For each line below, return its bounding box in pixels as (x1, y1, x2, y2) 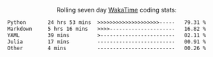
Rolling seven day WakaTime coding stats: (56, 6, 177, 14)
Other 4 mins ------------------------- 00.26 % (7, 45, 207, 52)
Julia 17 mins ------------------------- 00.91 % (7, 38, 207, 45)
